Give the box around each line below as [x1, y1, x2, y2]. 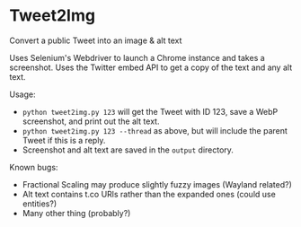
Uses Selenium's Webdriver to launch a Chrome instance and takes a [9, 52, 265, 63]
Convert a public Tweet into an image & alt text [9, 35, 182, 46]
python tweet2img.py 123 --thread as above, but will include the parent [22, 125, 288, 135]
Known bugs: [9, 162, 58, 172]
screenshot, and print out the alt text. [22, 116, 160, 127]
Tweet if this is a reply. [22, 135, 106, 145]
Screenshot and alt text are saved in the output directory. [22, 144, 234, 155]
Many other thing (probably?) [22, 207, 131, 218]
